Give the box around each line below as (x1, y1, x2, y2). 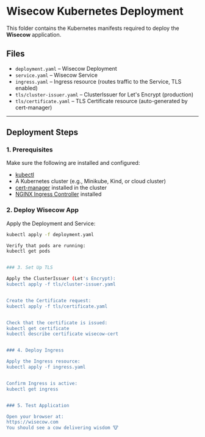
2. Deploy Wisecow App (6, 206, 79, 214)
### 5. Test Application (6, 402, 70, 408)
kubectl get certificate (6, 325, 70, 331)
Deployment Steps (6, 127, 78, 138)
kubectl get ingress (6, 386, 59, 392)
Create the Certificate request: (6, 297, 92, 303)
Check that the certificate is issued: (6, 319, 108, 326)
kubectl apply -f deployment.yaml (6, 231, 95, 237)
